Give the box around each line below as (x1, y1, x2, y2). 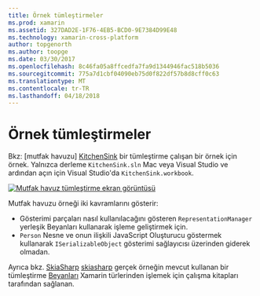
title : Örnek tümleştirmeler (8, 11, 104, 20)
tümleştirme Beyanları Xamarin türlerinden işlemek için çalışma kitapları (8, 271, 239, 280)
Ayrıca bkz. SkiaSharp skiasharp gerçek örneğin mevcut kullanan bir (8, 262, 229, 272)
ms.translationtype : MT (8, 77, 86, 85)
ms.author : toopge (8, 48, 68, 56)
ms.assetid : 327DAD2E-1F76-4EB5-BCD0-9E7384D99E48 (8, 26, 178, 34)
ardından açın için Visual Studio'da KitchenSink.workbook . (8, 168, 194, 177)
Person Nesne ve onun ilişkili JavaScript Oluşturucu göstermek (19, 231, 222, 240)
